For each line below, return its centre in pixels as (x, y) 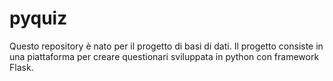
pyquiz (38, 18)
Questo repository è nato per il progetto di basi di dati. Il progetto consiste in (166, 46)
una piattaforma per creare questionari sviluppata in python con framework (164, 56)
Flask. (21, 67)
